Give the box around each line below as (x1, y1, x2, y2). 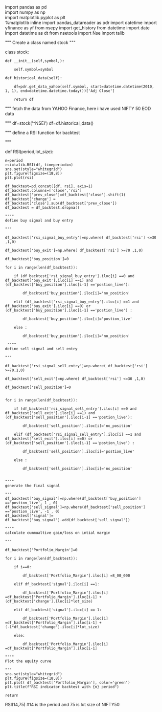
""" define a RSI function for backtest (5, 130, 80, 135)
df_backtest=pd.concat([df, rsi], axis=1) (5, 184, 93, 189)
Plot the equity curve (5, 659, 51, 664)
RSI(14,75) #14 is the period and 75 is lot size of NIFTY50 (5, 702, 120, 707)
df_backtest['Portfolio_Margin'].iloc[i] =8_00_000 (23, 573, 131, 578)
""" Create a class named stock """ (5, 40, 76, 45)
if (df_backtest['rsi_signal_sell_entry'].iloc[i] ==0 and (14, 406, 137, 411)
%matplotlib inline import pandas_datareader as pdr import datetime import (5, 20, 157, 25)
